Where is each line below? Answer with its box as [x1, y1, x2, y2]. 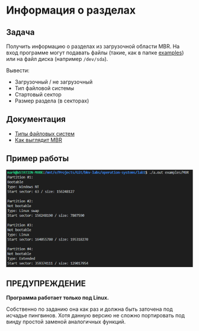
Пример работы [6, 153, 69, 163]
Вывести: [6, 67, 30, 74]
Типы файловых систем [14, 130, 75, 137]
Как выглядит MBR [14, 136, 62, 143]
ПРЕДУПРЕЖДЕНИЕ [6, 279, 86, 289]
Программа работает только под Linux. [6, 294, 110, 301]
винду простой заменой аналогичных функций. [6, 318, 126, 326]
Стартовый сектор [14, 91, 62, 98]
